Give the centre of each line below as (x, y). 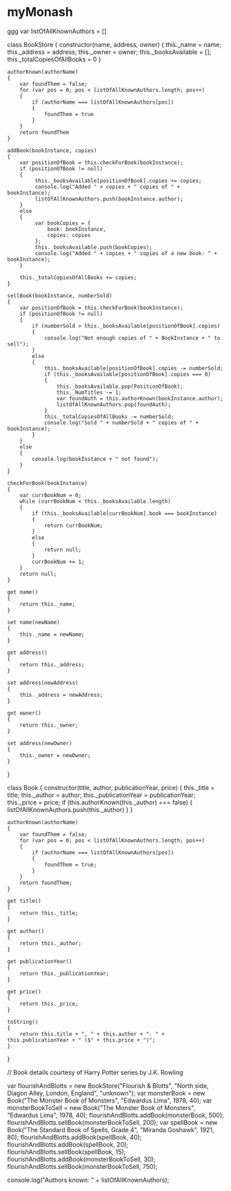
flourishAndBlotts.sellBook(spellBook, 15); (67, 1152)
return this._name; (48, 604)
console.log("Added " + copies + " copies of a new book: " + (126, 253)
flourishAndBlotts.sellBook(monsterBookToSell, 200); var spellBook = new (112, 1122)
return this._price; (49, 1004)
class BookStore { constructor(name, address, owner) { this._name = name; (114, 44)
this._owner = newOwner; (55, 755)
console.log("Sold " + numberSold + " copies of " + (121, 422)
